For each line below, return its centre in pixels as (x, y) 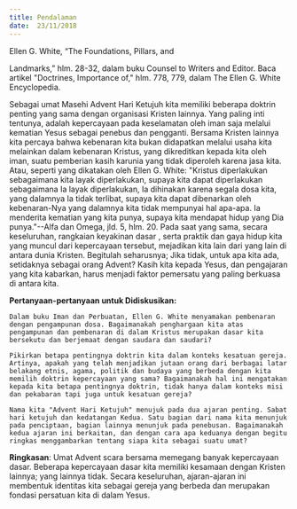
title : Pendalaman (43, 17)
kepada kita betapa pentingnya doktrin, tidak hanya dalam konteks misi (146, 387)
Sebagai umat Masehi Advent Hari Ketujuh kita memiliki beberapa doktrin (143, 104)
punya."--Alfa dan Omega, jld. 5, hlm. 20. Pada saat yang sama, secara (138, 226)
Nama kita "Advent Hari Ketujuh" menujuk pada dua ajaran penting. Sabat (148, 410)
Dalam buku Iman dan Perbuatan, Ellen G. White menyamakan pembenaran (142, 317)
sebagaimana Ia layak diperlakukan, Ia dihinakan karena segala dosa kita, (143, 189)
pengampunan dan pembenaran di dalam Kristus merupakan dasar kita (137, 332)
